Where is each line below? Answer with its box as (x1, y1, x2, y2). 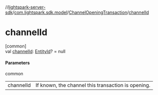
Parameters (5, 59, 30, 66)
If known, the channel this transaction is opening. (35, 82, 151, 89)
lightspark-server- (8, 4, 46, 10)
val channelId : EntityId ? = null (5, 48, 66, 54)
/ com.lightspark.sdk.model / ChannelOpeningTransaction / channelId (12, 9, 150, 15)
